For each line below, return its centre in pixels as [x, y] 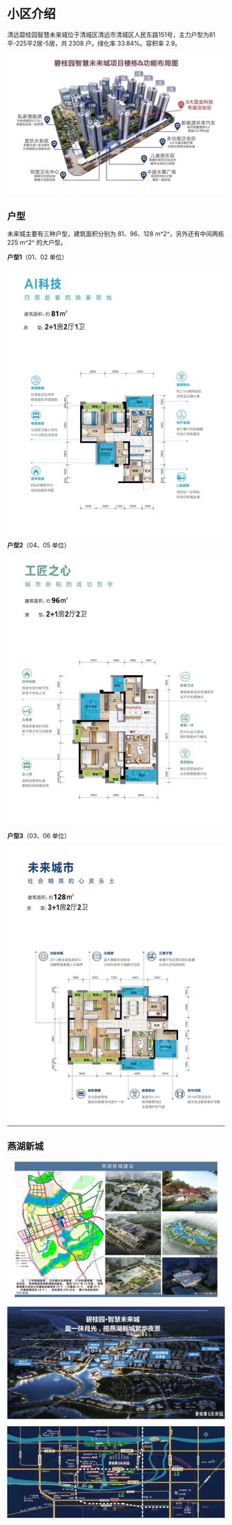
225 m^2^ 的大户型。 [37, 243]
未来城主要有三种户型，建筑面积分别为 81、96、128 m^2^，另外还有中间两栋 [116, 234]
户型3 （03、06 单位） [39, 836]
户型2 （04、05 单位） [39, 545]
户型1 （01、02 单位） [37, 257]
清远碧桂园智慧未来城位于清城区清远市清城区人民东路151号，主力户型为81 [112, 35]
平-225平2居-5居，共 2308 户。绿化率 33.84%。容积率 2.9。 [94, 43]
